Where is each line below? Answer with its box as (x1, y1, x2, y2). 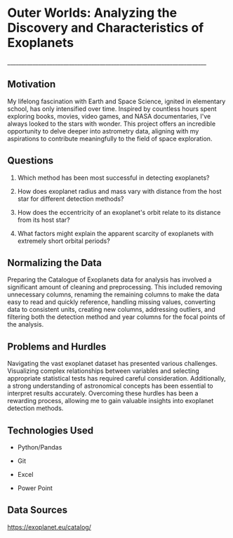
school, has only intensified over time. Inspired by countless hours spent (7, 104, 217, 113)
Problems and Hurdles (7, 341, 107, 353)
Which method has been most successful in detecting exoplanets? (17, 173, 210, 182)
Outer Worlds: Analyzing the (7, 5, 178, 21)
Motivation (7, 79, 56, 91)
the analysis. (7, 320, 44, 329)
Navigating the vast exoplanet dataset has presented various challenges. (7, 360, 218, 368)
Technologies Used (7, 424, 93, 436)
